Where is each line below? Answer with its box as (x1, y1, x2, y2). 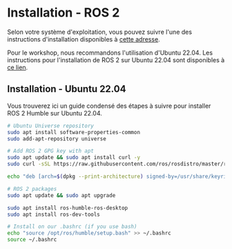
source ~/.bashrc (7, 237, 57, 243)
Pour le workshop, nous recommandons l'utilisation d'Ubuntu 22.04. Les (7, 48, 213, 57)
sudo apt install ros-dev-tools (7, 211, 100, 218)
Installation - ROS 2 (7, 5, 120, 21)
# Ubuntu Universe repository (7, 122, 95, 129)
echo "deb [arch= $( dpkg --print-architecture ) (7, 173, 144, 180)
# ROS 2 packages (7, 185, 57, 192)
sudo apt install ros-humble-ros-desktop (7, 204, 128, 212)
